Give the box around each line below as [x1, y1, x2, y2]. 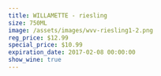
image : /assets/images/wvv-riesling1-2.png [8, 26, 154, 34]
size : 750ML [8, 19, 47, 27]
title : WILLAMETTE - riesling [8, 11, 108, 20]
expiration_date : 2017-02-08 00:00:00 [8, 48, 136, 56]
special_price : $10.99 [8, 41, 83, 49]
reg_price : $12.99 [8, 33, 69, 42]
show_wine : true [8, 56, 62, 64]
